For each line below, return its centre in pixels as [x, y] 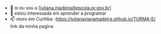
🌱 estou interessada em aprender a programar [58, 13]
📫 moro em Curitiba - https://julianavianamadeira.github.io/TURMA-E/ [83, 19]
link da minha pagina [32, 26]
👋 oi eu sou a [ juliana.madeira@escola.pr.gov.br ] [61, 8]
